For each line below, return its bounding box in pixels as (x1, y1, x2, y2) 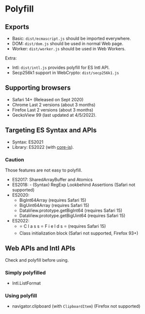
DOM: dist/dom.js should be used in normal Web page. (12, 41, 124, 47)
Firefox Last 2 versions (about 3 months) (12, 107, 94, 112)
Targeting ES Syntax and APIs (5, 126, 97, 134)
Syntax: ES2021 (12, 139, 44, 145)
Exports (5, 23, 30, 31)
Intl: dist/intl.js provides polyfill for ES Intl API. (12, 64, 110, 70)
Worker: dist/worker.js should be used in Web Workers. (12, 46, 126, 51)
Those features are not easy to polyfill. (5, 167, 82, 173)
